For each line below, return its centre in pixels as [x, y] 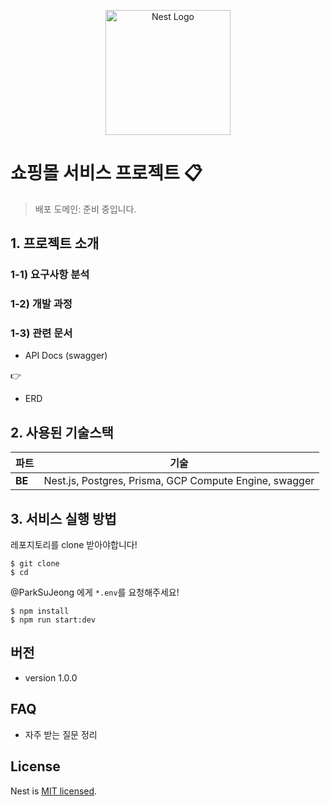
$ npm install [40, 611]
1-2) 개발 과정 [41, 304]
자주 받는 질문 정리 [61, 734]
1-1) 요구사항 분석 [50, 275]
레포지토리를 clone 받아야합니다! [74, 545]
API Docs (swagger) [66, 356]
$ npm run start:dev [53, 620]
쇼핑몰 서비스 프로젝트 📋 [106, 173]
